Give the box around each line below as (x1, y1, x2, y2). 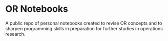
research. (5, 31, 26, 37)
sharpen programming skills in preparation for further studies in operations (5, 25, 163, 31)
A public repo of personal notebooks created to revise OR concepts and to (5, 20, 162, 26)
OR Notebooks (5, 3, 68, 15)
